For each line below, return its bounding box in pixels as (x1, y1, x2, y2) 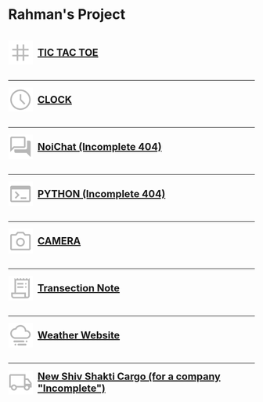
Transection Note (38, 281, 120, 294)
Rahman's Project (8, 5, 126, 24)
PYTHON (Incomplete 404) (38, 187, 166, 200)
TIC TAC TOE (38, 46, 99, 59)
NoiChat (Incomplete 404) (38, 140, 162, 153)
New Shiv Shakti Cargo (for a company (38, 370, 221, 382)
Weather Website (38, 328, 121, 342)
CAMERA (38, 234, 81, 247)
